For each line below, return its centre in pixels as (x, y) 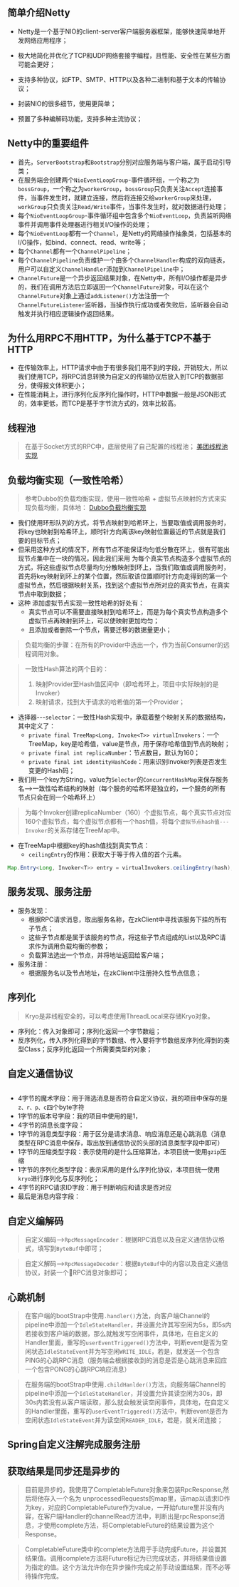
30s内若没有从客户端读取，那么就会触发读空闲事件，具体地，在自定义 (127, 1402)
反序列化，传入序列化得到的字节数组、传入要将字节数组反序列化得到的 (121, 1040)
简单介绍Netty (39, 13)
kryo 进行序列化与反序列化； (58, 1178)
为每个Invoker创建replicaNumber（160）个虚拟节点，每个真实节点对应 (128, 812)
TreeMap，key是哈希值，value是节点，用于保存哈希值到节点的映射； (129, 744)
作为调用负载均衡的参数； (72, 946)
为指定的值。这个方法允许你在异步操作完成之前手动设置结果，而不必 (124, 1567)
